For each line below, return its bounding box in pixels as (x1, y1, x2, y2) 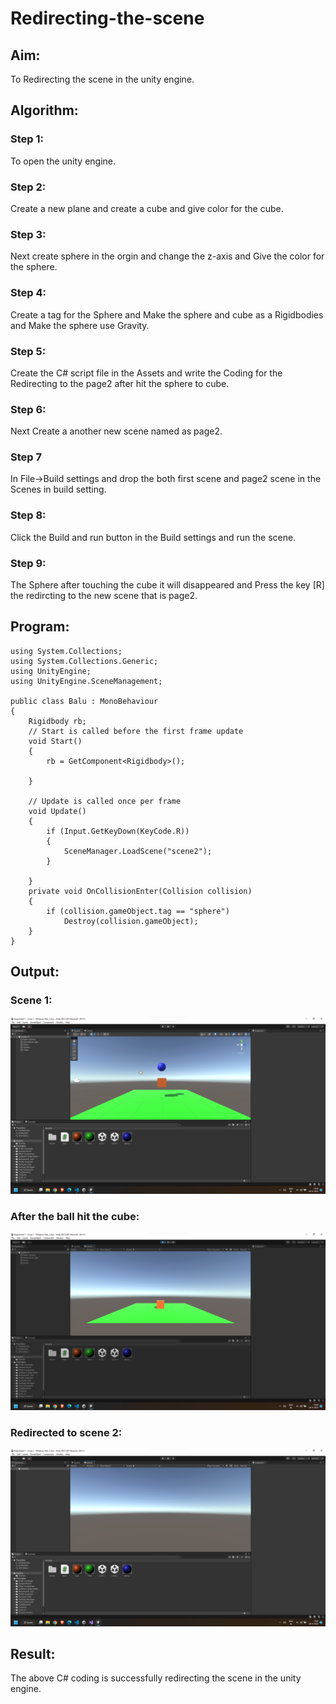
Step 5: (10, 344, 47, 358)
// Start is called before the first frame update (28, 726, 244, 736)
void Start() (28, 736, 83, 746)
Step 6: (10, 402, 47, 416)
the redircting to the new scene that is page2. (10, 590, 198, 602)
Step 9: (10, 556, 47, 570)
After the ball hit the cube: (10, 1209, 140, 1223)
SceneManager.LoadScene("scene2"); (63, 846, 213, 856)
